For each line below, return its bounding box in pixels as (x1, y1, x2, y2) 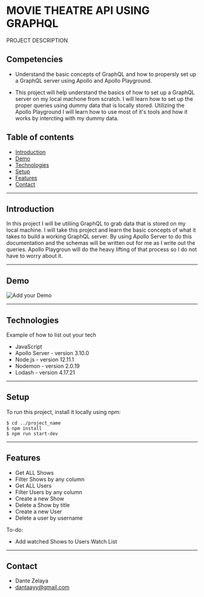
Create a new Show (15, 495, 64, 502)
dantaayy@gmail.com (15, 584, 70, 591)
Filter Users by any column (15, 488, 83, 495)
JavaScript (15, 343, 42, 350)
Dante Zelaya (15, 577, 49, 584)
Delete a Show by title (15, 501, 70, 508)
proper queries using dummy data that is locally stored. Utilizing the (15, 102, 185, 109)
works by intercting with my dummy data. (15, 114, 119, 122)
